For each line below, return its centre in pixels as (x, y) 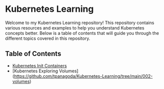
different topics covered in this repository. (48, 38)
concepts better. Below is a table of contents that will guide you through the (82, 33)
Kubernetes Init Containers (40, 65)
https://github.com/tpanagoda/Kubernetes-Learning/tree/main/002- (83, 76)
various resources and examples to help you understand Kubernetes (75, 28)
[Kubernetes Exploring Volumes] (45, 71)
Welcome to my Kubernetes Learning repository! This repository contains (80, 23)
